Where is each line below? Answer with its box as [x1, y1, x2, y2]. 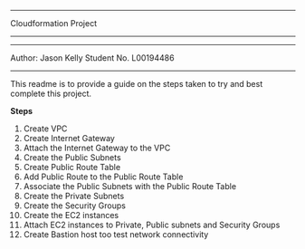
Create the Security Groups [23, 200, 126, 211]
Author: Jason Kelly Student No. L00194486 [10, 53, 175, 63]
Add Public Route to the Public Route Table [23, 171, 184, 182]
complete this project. [10, 88, 92, 99]
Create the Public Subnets [23, 152, 121, 163]
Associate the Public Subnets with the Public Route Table [23, 181, 237, 191]
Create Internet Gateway [23, 133, 116, 143]
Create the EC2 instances [23, 210, 119, 220]
